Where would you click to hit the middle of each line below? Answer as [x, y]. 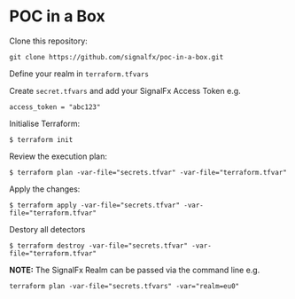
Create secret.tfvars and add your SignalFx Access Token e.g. [125, 90]
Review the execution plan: [58, 156]
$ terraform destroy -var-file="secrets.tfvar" [99, 246]
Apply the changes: [45, 189]
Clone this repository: [49, 41]
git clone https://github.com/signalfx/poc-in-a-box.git [116, 57]
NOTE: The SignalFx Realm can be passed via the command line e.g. [135, 270]
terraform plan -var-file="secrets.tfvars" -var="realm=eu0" [124, 286]
